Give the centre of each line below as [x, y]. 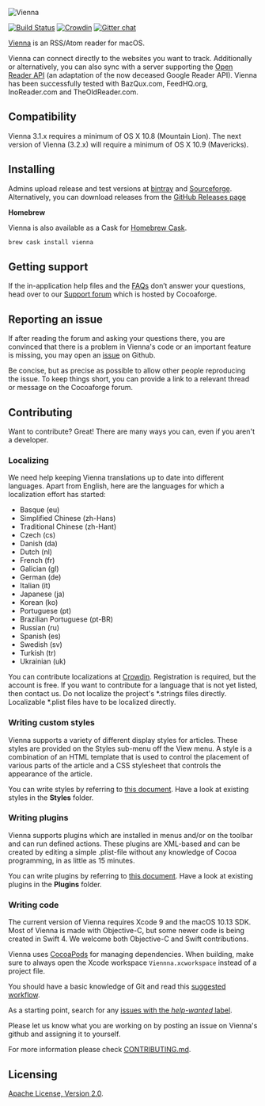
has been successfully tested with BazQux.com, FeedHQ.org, [108, 84]
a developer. [28, 439]
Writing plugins [38, 818]
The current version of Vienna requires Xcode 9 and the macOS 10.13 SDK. [130, 922]
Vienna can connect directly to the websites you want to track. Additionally [130, 58]
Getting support [48, 267]
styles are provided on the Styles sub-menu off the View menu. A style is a [130, 748]
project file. [27, 971]
